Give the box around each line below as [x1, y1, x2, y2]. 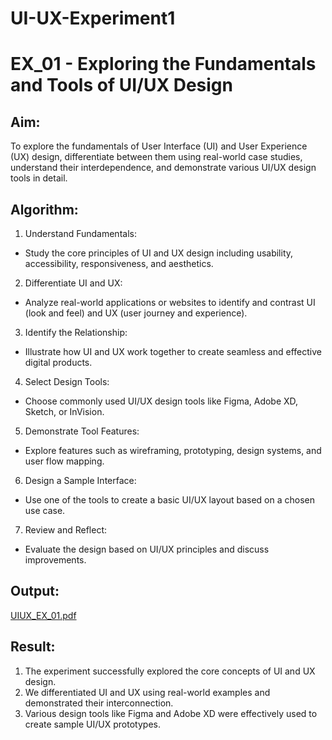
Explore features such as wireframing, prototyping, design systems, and [24, 445, 322, 456]
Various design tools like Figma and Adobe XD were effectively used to [24, 707, 318, 719]
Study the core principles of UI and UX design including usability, [24, 247, 294, 259]
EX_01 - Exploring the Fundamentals [10, 53, 317, 76]
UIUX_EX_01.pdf [10, 609, 77, 621]
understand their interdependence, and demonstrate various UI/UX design [10, 162, 317, 174]
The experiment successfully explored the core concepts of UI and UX [24, 665, 316, 677]
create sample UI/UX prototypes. [24, 718, 161, 730]
